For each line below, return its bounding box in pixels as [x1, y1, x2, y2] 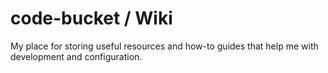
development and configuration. [10, 50, 143, 62]
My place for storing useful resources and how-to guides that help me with [10, 40, 319, 52]
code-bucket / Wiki [10, 7, 173, 30]
